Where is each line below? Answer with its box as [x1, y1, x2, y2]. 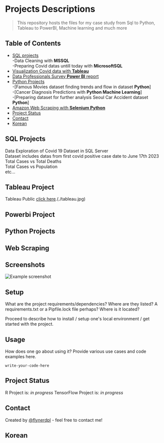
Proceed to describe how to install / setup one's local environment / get [5, 316, 150, 322]
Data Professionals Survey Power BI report [12, 73, 99, 79]
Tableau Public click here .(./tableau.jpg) [5, 196, 86, 202]
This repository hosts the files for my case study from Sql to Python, [17, 20, 156, 26]
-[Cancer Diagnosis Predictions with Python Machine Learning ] [12, 89, 142, 95]
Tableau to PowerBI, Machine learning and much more [17, 25, 127, 31]
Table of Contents [5, 39, 61, 48]
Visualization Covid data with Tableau [12, 68, 89, 74]
